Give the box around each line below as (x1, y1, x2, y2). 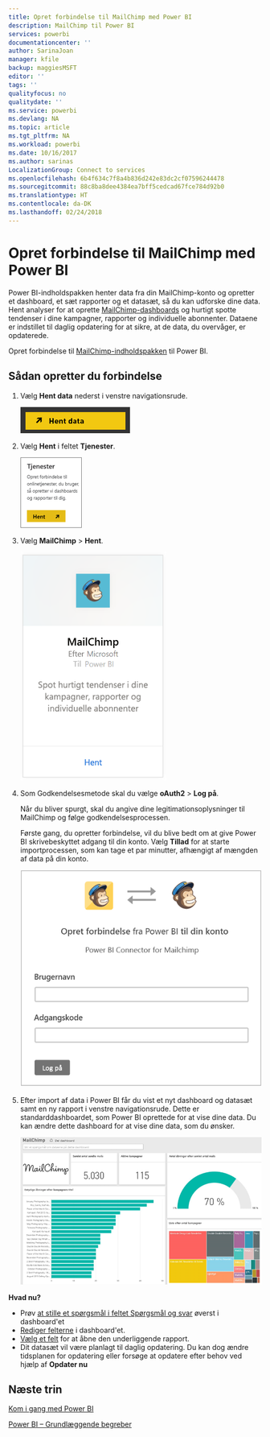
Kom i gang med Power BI (8, 1404, 94, 1414)
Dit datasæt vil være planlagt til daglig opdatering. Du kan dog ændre (19, 1342, 249, 1352)
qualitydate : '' (8, 97, 63, 106)
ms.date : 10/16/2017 (8, 149, 78, 157)
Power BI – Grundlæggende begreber (8, 1419, 133, 1429)
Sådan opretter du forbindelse (8, 370, 162, 383)
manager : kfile (8, 56, 59, 64)
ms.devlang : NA (8, 115, 59, 123)
